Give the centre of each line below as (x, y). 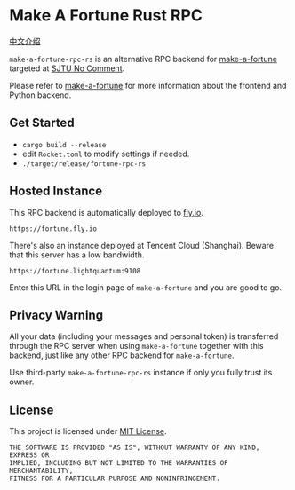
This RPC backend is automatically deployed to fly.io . (107, 212)
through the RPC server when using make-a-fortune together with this (136, 346)
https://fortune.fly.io (53, 229)
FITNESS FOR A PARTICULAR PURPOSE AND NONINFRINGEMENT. (115, 479)
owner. (22, 382)
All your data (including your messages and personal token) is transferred (144, 336)
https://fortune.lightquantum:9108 (75, 271)
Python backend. (40, 95)
